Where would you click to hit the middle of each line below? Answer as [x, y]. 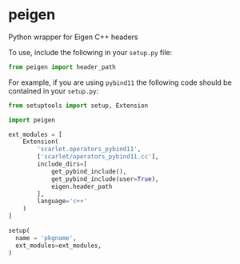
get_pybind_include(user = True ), [105, 179]
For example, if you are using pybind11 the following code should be [120, 82]
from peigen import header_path [62, 67]
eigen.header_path [82, 186]
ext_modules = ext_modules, [59, 246]
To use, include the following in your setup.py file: [90, 52]
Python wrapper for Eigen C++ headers [73, 37]
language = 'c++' [62, 202]
